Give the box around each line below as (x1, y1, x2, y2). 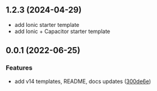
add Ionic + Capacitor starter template (14, 27, 111, 35)
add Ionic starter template (14, 21, 80, 28)
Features (5, 64, 33, 72)
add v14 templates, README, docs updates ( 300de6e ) (14, 78, 152, 85)
